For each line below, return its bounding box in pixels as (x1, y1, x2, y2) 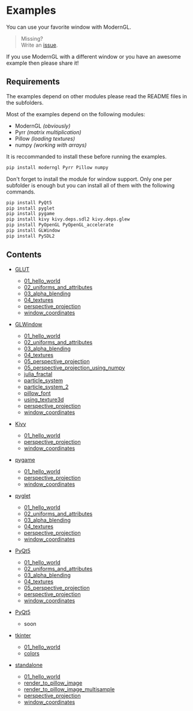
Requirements (6, 77, 60, 87)
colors (23, 649, 40, 656)
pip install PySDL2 (6, 233, 55, 239)
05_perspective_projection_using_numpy (23, 364, 125, 371)
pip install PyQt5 (6, 199, 52, 205)
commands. (6, 188, 36, 195)
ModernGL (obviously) (14, 122, 71, 129)
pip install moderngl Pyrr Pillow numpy (6, 164, 109, 171)
